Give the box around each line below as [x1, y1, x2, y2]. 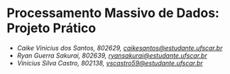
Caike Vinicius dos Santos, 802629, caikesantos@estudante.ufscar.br [16, 43, 223, 52]
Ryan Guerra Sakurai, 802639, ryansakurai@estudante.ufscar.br [16, 51, 207, 60]
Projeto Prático [6, 20, 97, 36]
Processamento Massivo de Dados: [6, 5, 219, 21]
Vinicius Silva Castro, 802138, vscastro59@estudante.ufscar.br [16, 58, 203, 67]
